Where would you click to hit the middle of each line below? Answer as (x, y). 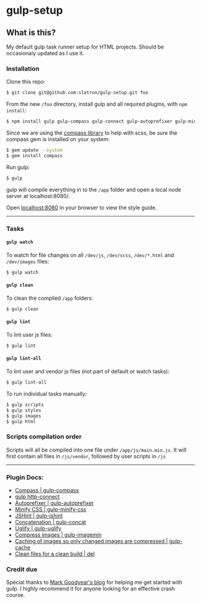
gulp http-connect (37, 497)
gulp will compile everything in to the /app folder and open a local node (94, 190)
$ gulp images (24, 416)
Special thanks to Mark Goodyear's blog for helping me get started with (94, 582)
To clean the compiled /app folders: (50, 298)
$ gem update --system (34, 150)
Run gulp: (18, 167)
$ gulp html (21, 421)
